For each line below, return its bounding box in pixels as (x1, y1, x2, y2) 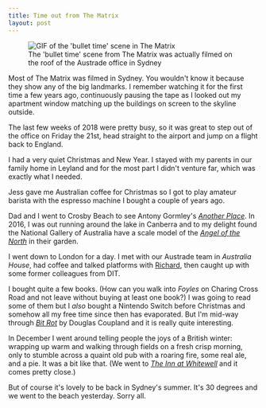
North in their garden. (8, 236, 79, 246)
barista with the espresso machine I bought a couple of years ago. (8, 196, 226, 205)
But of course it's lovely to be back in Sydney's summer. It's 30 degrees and (8, 383, 258, 392)
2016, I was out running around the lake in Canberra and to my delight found (8, 220, 257, 229)
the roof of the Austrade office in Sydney (28, 57, 162, 68)
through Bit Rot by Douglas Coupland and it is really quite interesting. (8, 317, 234, 327)
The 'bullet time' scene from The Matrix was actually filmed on (28, 49, 233, 59)
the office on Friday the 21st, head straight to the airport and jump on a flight (8, 130, 258, 140)
